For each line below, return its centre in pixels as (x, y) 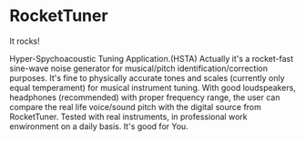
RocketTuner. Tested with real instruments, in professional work (128, 116)
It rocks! (25, 41)
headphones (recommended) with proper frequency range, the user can (145, 97)
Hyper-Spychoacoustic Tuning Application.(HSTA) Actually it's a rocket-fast (152, 58)
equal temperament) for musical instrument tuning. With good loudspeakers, (152, 87)
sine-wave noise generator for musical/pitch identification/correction (139, 68)
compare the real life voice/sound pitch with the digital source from (136, 106)
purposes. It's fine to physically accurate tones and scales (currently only (147, 77)
